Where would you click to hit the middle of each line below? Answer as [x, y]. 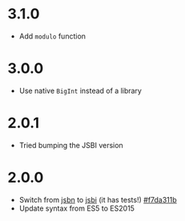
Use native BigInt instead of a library [80, 90]
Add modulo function [52, 36]
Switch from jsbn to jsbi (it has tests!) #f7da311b [98, 199]
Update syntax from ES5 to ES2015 [77, 208]
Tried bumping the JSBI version [71, 145]
